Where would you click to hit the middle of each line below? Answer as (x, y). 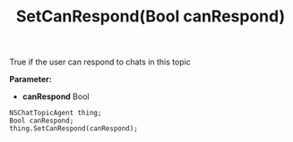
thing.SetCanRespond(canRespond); (74, 129)
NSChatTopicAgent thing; (56, 113)
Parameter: (30, 79)
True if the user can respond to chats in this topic (100, 62)
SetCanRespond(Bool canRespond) (151, 17)
